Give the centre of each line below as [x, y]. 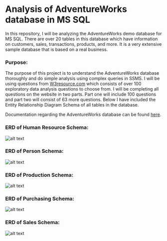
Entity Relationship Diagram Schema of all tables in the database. [72, 105]
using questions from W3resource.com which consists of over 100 [73, 84]
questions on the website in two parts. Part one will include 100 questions [81, 94]
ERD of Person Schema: [34, 151]
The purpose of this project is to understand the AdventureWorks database [82, 73]
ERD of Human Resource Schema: [47, 127]
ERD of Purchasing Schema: [40, 199]
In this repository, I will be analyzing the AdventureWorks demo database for [83, 33]
